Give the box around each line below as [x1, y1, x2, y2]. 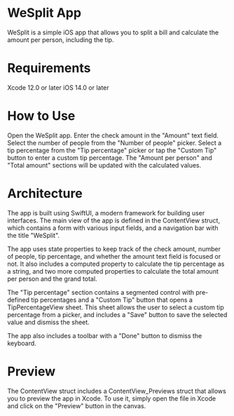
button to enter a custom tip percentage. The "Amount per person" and [7, 153, 212, 162]
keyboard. [7, 339, 36, 347]
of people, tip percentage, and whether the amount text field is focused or [7, 252, 221, 260]
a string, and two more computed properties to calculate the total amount [7, 267, 219, 275]
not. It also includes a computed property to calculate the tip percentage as [7, 260, 225, 268]
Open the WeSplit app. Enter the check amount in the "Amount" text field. [7, 131, 219, 140]
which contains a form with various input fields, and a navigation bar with [7, 223, 219, 232]
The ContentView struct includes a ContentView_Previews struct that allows [7, 387, 226, 395]
